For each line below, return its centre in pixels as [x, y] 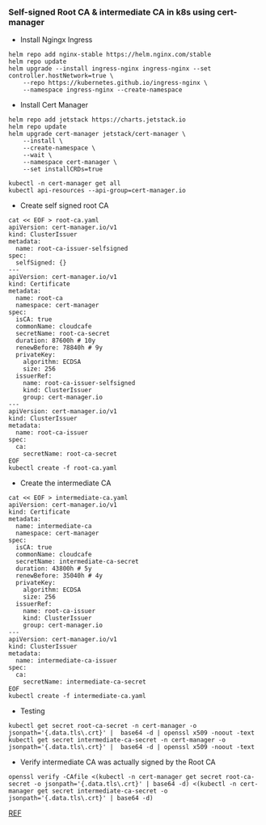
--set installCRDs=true [63, 169]
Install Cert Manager [54, 105]
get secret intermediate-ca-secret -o [103, 791]
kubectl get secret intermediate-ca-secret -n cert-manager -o [117, 740]
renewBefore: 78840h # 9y [59, 348]
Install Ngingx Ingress [56, 40]
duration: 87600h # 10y [55, 341]
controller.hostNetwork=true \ [61, 76]
